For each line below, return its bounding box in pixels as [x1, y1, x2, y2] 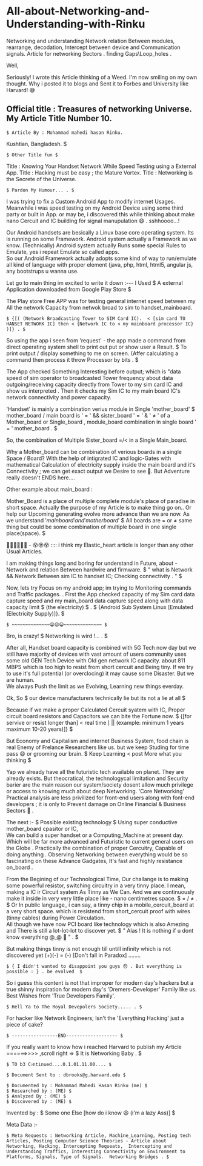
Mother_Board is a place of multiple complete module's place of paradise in [6, 497, 195, 504]
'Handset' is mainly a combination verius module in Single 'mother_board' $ [6, 405, 195, 413]
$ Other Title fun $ [6, 152, 59, 158]
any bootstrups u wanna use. [6, 267, 79, 275]
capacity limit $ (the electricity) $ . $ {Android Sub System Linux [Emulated [6, 603, 194, 610]
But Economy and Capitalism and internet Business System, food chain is [6, 737, 189, 744]
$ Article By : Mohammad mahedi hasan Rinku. [6, 129, 123, 136]
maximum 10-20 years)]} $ [6, 725, 73, 733]
